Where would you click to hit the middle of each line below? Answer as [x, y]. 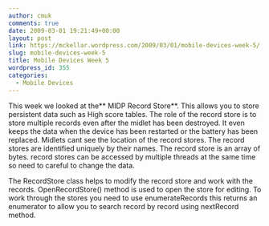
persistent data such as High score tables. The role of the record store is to [132, 114]
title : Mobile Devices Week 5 [59, 61]
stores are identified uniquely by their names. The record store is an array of [134, 148]
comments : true [34, 23]
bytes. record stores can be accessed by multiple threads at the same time [132, 156]
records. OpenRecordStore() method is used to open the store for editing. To [135, 189]
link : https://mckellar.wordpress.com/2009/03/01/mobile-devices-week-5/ [134, 46]
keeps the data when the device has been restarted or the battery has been [133, 131]
